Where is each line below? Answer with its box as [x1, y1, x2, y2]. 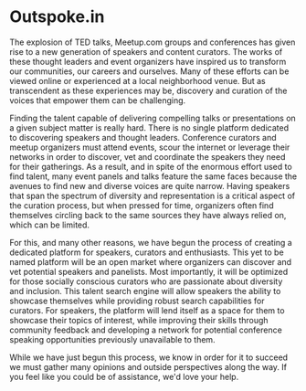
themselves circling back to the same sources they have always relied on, [9, 209, 287, 220]
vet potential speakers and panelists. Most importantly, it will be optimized [9, 266, 289, 277]
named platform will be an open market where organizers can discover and [9, 256, 292, 267]
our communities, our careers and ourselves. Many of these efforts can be [9, 66, 290, 77]
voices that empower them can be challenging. [9, 94, 186, 106]
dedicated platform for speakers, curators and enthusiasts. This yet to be [9, 247, 285, 258]
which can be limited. [9, 219, 90, 230]
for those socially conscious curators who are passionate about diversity [9, 276, 283, 287]
